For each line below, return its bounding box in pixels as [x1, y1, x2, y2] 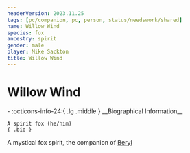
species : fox [7, 29, 45, 36]
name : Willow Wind [7, 23, 60, 30]
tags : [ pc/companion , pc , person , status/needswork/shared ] [7, 16, 183, 23]
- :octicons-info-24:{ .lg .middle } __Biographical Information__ [7, 107, 183, 115]
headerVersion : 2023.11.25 [7, 10, 84, 17]
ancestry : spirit [7, 36, 57, 43]
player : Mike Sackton [7, 49, 69, 56]
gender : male [7, 42, 45, 49]
